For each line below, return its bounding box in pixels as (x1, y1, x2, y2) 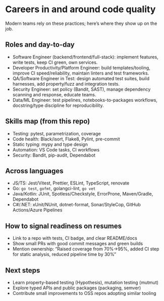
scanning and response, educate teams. (12, 91, 96, 97)
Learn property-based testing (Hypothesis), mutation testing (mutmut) (12, 280, 159, 285)
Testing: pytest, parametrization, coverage (12, 130, 101, 136)
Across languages (5, 166, 64, 175)
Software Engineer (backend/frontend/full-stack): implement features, (12, 54, 158, 60)
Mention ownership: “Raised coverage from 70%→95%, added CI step (12, 246, 159, 252)
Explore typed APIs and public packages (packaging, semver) (12, 285, 141, 291)
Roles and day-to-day (5, 41, 75, 49)
